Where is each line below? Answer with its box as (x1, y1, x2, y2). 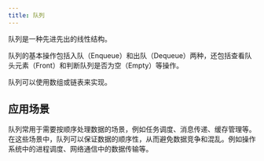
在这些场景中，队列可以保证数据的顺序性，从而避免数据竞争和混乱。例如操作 (8, 134, 256, 144)
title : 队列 (8, 11, 45, 20)
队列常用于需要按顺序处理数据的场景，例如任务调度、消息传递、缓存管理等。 (8, 125, 256, 134)
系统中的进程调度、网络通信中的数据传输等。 (8, 145, 153, 154)
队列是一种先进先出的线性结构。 (8, 34, 112, 43)
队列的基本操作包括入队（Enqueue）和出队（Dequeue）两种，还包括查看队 (8, 50, 252, 60)
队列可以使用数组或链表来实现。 (8, 77, 112, 86)
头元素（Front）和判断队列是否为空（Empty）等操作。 (8, 60, 184, 70)
